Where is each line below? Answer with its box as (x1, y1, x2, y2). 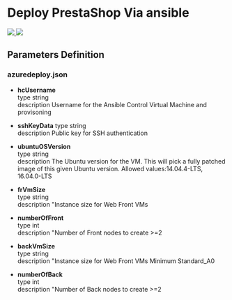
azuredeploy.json (7, 70, 68, 79)
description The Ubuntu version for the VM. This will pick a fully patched (17, 157, 226, 165)
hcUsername (17, 86, 56, 94)
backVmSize (17, 242, 56, 250)
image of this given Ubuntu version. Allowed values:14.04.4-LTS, (17, 164, 203, 173)
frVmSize (17, 185, 46, 194)
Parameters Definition (7, 49, 105, 61)
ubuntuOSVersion (17, 142, 71, 150)
